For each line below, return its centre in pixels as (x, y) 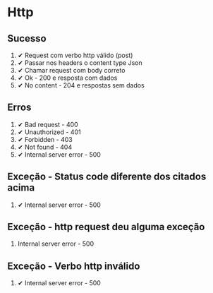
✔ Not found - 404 (45, 147)
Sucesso (27, 38)
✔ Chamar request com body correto (71, 70)
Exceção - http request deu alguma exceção (106, 227)
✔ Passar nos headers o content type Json (80, 63)
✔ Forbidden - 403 (45, 139)
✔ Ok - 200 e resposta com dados (67, 78)
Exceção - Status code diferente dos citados (107, 177)
